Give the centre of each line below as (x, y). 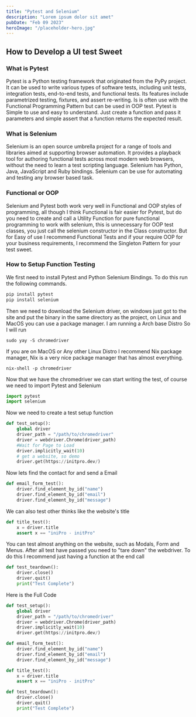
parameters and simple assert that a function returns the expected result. (94, 119)
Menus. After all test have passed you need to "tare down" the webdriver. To (98, 550)
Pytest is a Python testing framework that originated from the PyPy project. (97, 81)
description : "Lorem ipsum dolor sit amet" (60, 17)
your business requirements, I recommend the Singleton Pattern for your (93, 243)
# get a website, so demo (48, 456)
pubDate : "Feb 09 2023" (35, 22)
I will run (16, 330)
